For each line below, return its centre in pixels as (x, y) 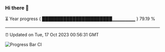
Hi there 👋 (17, 8)
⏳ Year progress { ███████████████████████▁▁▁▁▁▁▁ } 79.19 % (80, 19)
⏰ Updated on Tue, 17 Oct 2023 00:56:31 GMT (52, 35)
